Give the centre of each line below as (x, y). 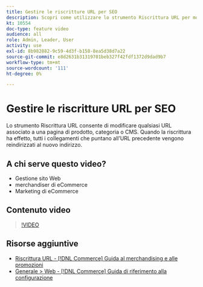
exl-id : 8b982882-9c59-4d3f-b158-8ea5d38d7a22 (66, 51)
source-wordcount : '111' (37, 68)
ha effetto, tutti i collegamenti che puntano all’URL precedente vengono (95, 138)
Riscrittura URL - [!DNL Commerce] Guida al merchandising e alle (96, 258)
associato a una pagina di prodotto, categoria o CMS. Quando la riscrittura (99, 132)
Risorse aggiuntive (42, 244)
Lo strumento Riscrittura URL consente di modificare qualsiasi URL (89, 126)
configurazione (34, 277)
